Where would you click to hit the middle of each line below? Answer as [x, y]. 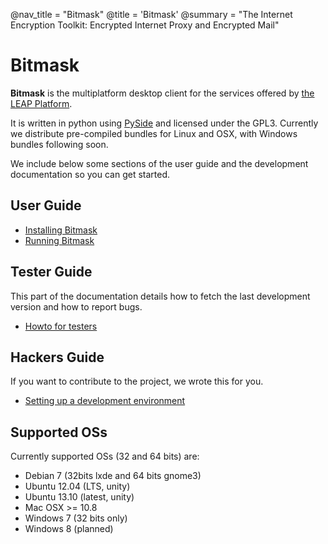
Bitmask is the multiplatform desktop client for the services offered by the [162, 93]
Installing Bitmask [61, 230]
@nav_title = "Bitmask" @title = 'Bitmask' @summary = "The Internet [151, 14]
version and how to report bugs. [76, 306]
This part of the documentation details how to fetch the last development [160, 296]
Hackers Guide [57, 357]
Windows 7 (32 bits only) [76, 518]
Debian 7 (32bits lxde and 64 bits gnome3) [113, 476]
